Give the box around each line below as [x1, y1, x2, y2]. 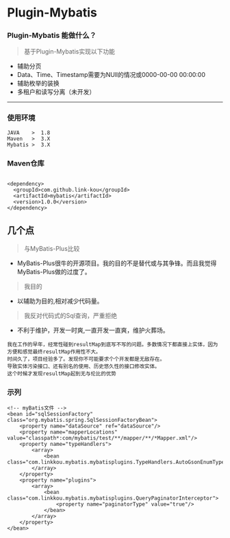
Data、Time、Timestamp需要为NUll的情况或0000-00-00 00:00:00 [16, 71, 205, 79]
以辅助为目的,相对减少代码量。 [16, 297, 103, 305]
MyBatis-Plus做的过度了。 [16, 267, 91, 276]
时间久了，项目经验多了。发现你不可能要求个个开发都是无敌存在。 [7, 355, 166, 362]
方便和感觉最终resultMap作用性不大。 [7, 348, 101, 355]
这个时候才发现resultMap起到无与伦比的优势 [7, 370, 116, 377]
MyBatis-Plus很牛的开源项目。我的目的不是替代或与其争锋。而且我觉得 [16, 259, 217, 267]
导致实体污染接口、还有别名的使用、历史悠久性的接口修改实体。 [7, 363, 160, 370]
